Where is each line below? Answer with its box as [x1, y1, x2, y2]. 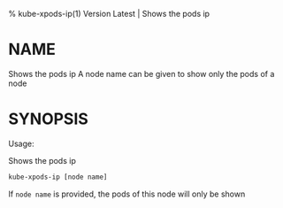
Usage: [8, 138, 34, 149]
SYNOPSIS [8, 109, 89, 129]
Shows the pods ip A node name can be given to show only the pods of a [8, 68, 275, 79]
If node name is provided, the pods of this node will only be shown [8, 189, 246, 199]
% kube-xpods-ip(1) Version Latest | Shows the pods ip [8, 9, 210, 19]
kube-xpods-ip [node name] [8, 173, 108, 181]
